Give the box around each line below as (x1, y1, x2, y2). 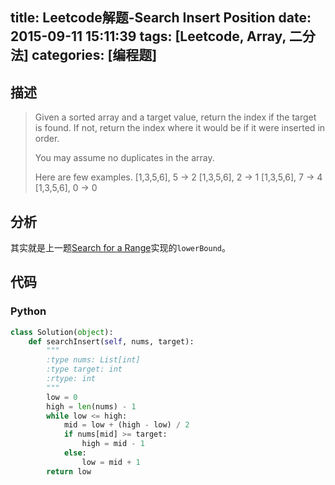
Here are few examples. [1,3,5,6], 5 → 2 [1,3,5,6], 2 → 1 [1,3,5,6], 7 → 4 (34, 171, 323, 183)
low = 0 (46, 392, 78, 402)
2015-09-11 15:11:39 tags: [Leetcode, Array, (10, 28, 287, 45)
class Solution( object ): (10, 327, 114, 337)
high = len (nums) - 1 (46, 401, 137, 412)
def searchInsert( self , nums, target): (28, 336, 195, 347)
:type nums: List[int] (46, 355, 141, 365)
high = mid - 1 (81, 439, 145, 449)
